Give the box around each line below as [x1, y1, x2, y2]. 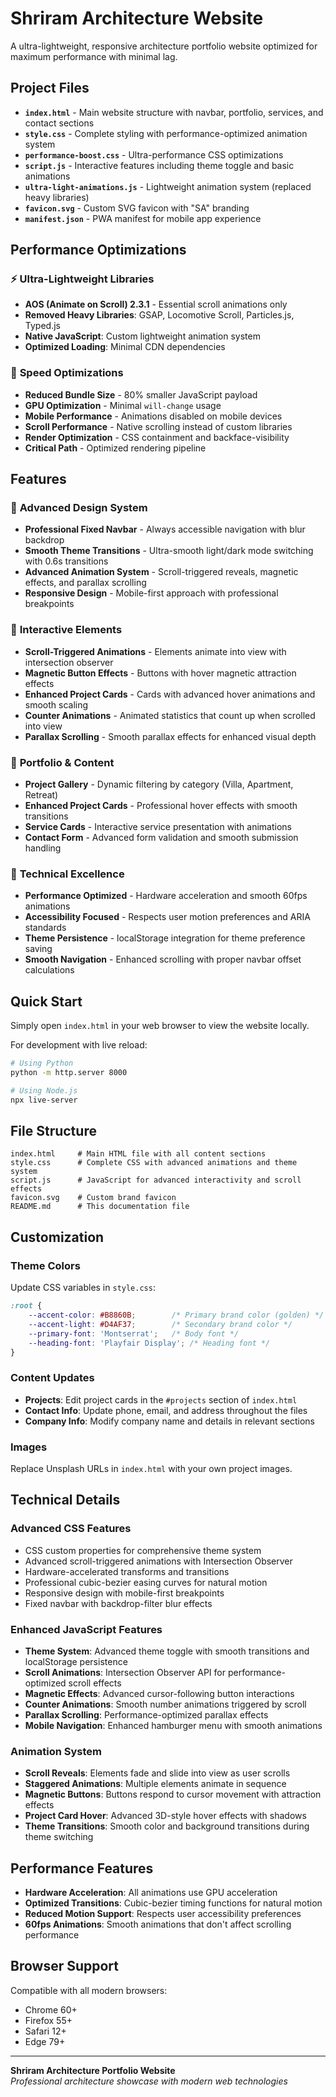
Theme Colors [10, 1258, 81, 1272]
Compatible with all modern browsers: [10, 1984, 168, 1996]
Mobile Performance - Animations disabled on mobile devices [24, 410, 283, 422]
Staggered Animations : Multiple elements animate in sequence [24, 1778, 287, 1790]
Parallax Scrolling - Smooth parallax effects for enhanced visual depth [24, 730, 317, 742]
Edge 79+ [24, 2035, 66, 2047]
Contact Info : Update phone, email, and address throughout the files [24, 1404, 308, 1416]
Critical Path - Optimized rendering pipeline [24, 442, 207, 454]
